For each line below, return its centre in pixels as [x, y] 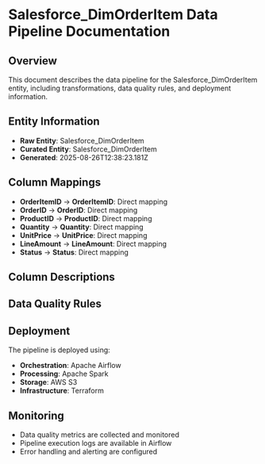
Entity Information [54, 122]
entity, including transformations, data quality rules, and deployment [120, 88]
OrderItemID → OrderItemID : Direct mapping [94, 201]
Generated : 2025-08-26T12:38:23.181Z [84, 157]
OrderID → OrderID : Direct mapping [79, 210]
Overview [33, 61]
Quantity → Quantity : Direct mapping [82, 227]
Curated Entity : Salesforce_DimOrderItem [88, 149]
